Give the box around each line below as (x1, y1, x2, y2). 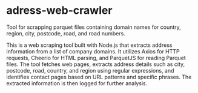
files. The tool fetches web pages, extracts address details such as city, (6, 61, 185, 68)
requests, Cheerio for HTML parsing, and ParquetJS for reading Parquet (6, 54, 186, 61)
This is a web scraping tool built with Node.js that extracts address (6, 41, 173, 49)
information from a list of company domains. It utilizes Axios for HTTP (6, 47, 180, 55)
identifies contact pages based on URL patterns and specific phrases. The (6, 73, 192, 80)
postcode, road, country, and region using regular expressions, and (6, 67, 174, 74)
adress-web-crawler (6, 4, 113, 17)
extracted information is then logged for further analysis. (6, 79, 148, 87)
